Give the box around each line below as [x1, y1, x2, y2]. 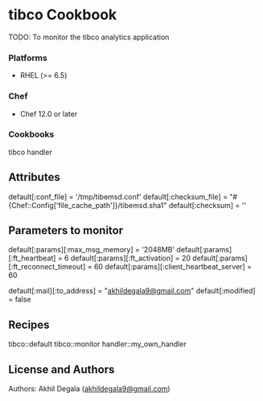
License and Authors [8, 362, 115, 376]
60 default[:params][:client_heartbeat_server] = [93, 262, 252, 272]
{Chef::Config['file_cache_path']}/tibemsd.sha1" [8, 200, 167, 210]
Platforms [8, 52, 48, 63]
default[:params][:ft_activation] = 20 [70, 253, 191, 263]
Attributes [8, 170, 60, 184]
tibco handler [8, 147, 52, 157]
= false [8, 295, 31, 305]
